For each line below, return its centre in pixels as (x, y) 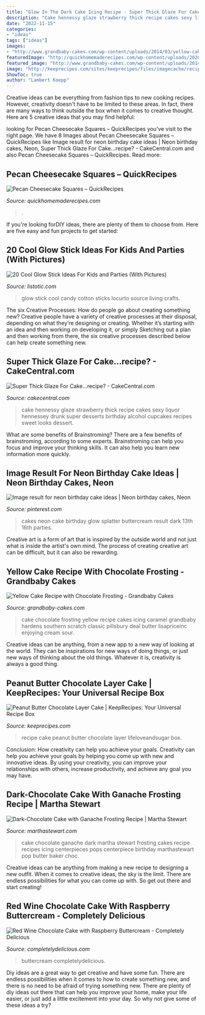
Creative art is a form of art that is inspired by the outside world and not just (102, 539)
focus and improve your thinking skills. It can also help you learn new (93, 448)
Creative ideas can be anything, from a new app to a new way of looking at (100, 644)
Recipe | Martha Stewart (53, 804)
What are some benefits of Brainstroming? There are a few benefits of (94, 434)
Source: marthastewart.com (42, 831)
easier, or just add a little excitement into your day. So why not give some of (101, 998)
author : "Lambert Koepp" (38, 80)
